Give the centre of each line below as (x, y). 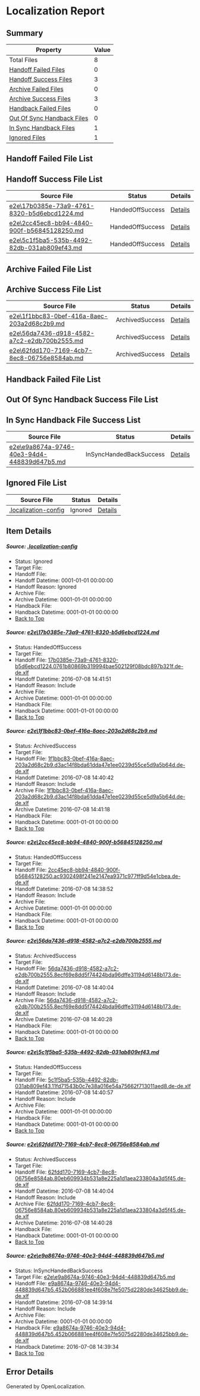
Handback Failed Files (40, 108)
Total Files (24, 60)
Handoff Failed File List (50, 159)
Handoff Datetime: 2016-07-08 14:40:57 (64, 1092)
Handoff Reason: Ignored (46, 587)
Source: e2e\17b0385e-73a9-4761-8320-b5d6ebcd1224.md (83, 632)
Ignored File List (37, 483)
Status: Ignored (34, 561)
